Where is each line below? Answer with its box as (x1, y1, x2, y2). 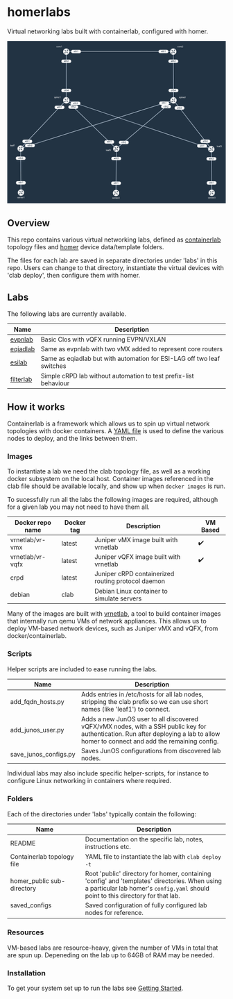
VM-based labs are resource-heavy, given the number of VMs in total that (7, 943, 218, 952)
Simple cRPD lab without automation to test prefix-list (40, 371, 194, 380)
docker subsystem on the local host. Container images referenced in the (7, 475, 214, 483)
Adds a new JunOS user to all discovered (80, 714, 199, 723)
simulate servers (94, 594, 142, 603)
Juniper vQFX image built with (94, 553, 181, 561)
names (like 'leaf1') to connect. (80, 705, 171, 714)
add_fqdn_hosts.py (10, 698, 64, 706)
